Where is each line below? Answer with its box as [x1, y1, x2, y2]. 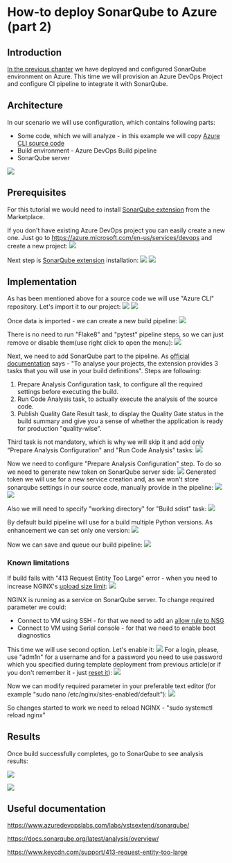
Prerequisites [7, 187, 66, 198]
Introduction [7, 46, 62, 58]
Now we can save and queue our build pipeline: [7, 540, 143, 549]
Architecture [7, 100, 64, 112]
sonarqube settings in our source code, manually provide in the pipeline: [7, 484, 213, 492]
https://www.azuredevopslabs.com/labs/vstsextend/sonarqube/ [7, 821, 190, 830]
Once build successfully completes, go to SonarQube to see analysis [7, 749, 204, 758]
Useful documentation [7, 803, 106, 814]
